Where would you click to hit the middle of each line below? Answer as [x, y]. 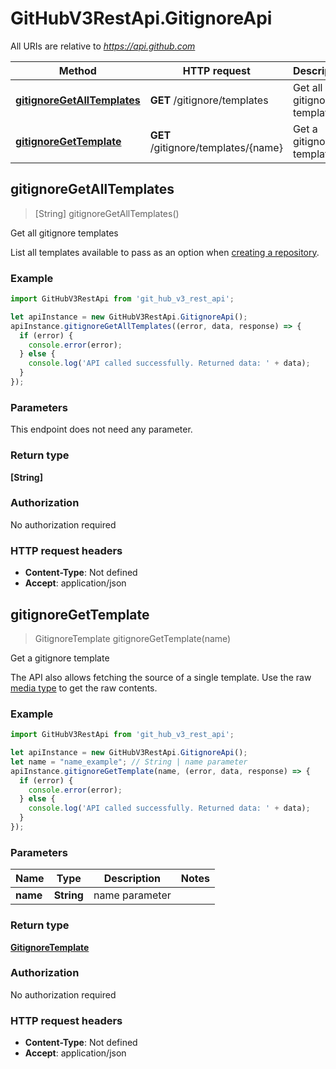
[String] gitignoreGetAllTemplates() [107, 213]
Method [77, 70]
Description [132, 879]
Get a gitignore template [60, 658]
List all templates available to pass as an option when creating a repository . [165, 252]
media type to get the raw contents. [84, 688]
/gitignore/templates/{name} [216, 147]
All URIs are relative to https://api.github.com [103, 46]
